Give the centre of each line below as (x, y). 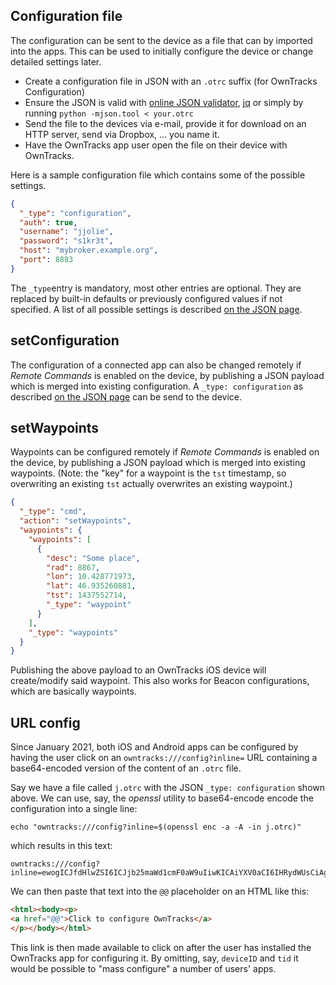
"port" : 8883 (46, 260)
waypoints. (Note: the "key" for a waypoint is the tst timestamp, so (148, 473)
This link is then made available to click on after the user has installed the (161, 947)
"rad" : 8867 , (73, 567)
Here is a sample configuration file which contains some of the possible (158, 175)
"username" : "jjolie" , (66, 232)
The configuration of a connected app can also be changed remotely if (156, 365)
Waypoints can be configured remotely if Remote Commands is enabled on (165, 452)
